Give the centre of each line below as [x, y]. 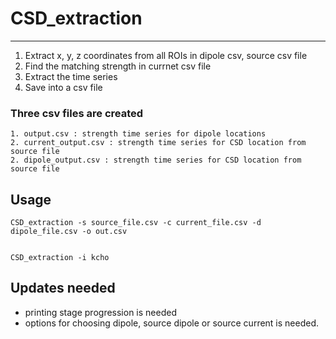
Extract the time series [71, 76]
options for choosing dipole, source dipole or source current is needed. [172, 323]
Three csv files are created [77, 113]
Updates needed [63, 288]
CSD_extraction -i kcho [60, 258]
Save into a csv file [63, 87]
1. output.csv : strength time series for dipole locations [138, 134]
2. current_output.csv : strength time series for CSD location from [158, 143]
